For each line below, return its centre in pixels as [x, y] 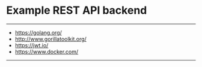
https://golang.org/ [38, 32]
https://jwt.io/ [32, 45]
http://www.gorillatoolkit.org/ [51, 39]
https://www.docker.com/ [47, 51]
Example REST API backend [77, 10]
